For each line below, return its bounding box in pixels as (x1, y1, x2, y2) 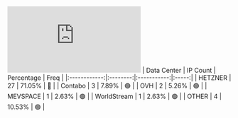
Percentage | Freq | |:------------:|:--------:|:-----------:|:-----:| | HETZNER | (7, 73, 232, 82)
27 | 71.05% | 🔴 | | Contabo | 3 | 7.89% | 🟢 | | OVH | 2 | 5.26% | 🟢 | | (7, 81, 207, 90)
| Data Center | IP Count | (141, 66, 216, 74)
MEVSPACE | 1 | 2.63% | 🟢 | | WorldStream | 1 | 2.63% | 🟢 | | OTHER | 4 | (7, 92, 222, 100)
